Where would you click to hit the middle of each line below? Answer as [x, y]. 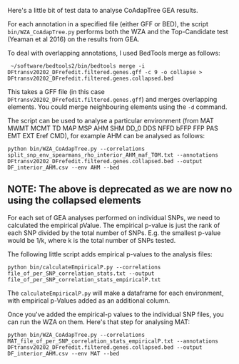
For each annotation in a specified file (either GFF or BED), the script [108, 24]
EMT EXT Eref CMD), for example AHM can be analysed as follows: [106, 136]
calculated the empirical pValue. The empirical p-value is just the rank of [114, 225]
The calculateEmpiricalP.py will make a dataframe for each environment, [116, 293]
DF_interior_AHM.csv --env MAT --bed [63, 353]
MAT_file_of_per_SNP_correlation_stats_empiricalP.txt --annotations [113, 341]
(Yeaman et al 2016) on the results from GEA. [73, 39]
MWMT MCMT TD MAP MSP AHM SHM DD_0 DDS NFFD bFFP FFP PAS [113, 128]
